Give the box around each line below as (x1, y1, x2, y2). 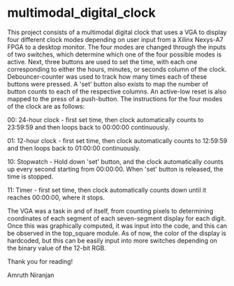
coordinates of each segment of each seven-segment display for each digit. (7, 214, 226, 223)
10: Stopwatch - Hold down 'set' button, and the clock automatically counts (7, 157, 224, 165)
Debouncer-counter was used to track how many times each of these (7, 72, 207, 81)
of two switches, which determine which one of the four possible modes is (7, 50, 222, 59)
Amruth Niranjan (7, 271, 54, 279)
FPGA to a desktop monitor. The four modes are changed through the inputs (7, 43, 226, 51)
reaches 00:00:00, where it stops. (7, 193, 105, 202)
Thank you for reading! (7, 257, 73, 266)
